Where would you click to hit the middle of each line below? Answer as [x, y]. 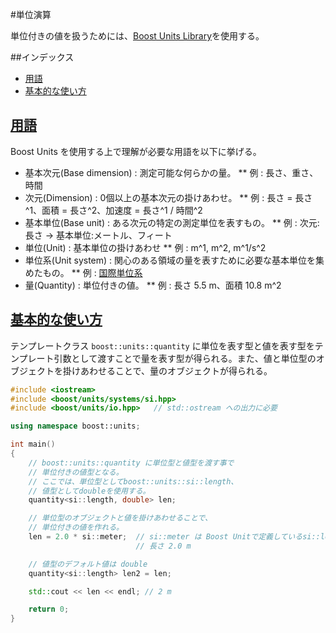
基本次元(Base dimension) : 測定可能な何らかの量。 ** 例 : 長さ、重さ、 [171, 172]
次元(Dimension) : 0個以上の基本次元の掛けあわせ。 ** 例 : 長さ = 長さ [168, 197]
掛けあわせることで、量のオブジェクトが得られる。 [167, 370]
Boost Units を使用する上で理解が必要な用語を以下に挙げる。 [136, 151]
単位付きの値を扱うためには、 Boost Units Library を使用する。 [137, 36]
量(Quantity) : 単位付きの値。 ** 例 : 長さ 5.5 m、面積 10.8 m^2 [153, 285]
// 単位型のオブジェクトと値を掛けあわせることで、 [120, 518]
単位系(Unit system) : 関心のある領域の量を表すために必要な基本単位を [170, 260]
